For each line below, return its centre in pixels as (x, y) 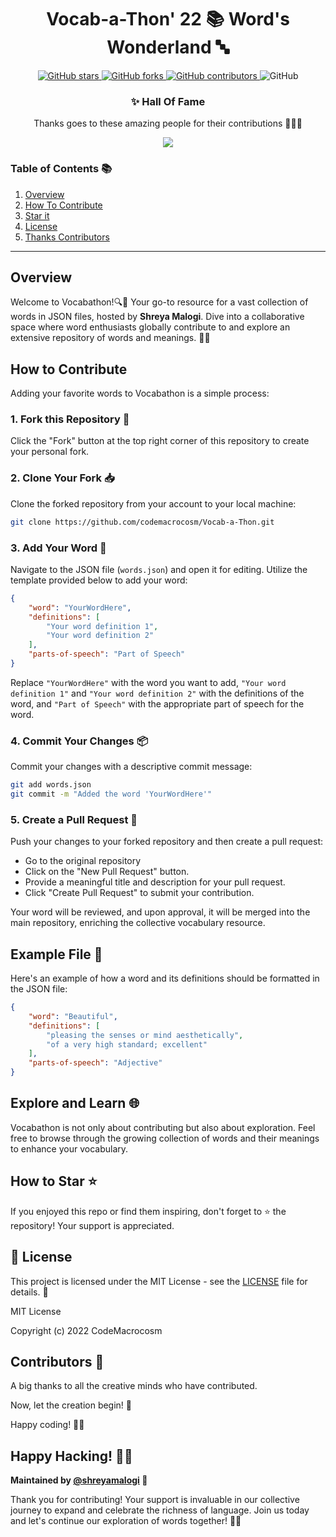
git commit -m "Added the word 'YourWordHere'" (111, 794)
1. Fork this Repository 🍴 (70, 419)
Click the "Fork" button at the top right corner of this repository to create (160, 441)
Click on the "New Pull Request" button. (107, 872)
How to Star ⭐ (54, 1181)
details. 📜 (29, 1292)
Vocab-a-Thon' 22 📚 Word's (168, 19)
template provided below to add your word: (99, 580)
